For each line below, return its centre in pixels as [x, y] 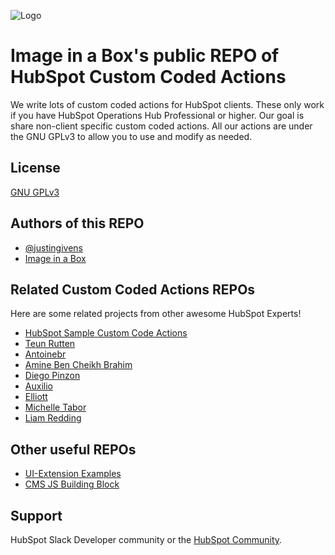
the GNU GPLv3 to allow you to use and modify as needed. [131, 136]
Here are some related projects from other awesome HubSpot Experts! [156, 314]
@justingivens [54, 247]
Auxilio [38, 386]
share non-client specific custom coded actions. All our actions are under [161, 126]
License [35, 168]
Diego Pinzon [52, 376]
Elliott [36, 397]
